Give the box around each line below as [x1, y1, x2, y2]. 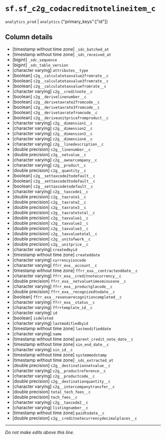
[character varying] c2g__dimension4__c [12, 135, 93, 141]
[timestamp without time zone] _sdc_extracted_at [12, 357, 114, 363]
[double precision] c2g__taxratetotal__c [12, 209, 95, 215]
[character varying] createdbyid [12, 246, 78, 252]
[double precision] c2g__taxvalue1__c [12, 215, 89, 221]
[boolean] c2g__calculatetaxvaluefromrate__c [12, 83, 107, 89]
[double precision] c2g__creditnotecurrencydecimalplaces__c [12, 415, 137, 421]
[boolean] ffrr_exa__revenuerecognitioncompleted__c [12, 294, 122, 300]
